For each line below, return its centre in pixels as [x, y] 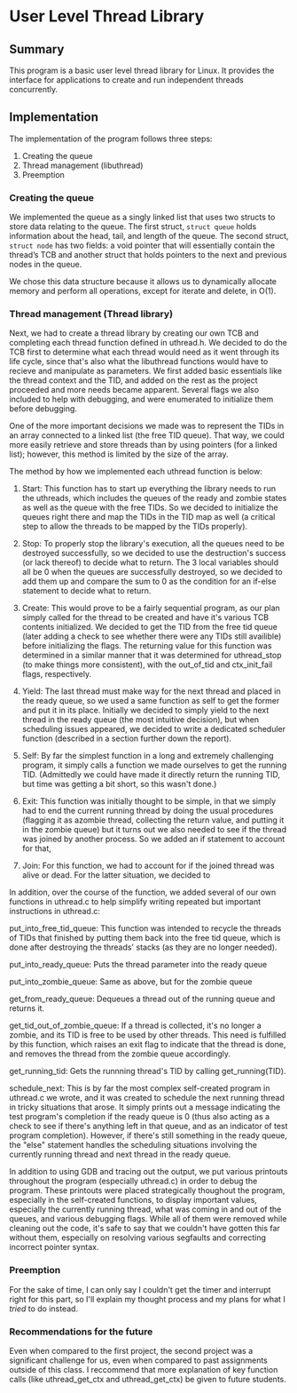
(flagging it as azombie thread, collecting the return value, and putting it [153, 820]
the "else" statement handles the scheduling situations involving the [133, 1145]
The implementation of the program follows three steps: [111, 139]
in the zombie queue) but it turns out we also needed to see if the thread [154, 830]
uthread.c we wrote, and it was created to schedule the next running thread [147, 1098]
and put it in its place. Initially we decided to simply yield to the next [145, 710]
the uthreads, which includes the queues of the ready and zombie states [154, 498]
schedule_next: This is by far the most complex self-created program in [140, 1088]
